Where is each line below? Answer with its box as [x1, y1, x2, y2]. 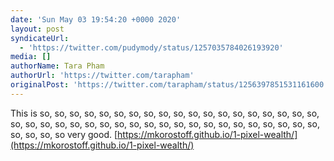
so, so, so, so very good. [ [10, 128, 118, 140]
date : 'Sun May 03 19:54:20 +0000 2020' [10, 14, 182, 25]
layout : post [10, 24, 65, 34]
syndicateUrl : [10, 33, 70, 43]
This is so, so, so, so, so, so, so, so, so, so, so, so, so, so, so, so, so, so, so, [10, 107, 320, 119]
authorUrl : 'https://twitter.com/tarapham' [10, 71, 195, 81]
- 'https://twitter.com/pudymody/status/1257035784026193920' [19, 42, 284, 53]
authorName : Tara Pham [10, 61, 105, 71]
